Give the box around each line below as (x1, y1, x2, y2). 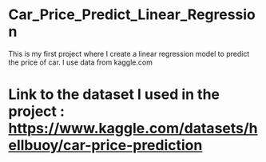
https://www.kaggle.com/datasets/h (8, 120, 258, 137)
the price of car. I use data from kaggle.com (8, 57, 153, 67)
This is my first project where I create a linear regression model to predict (8, 49, 250, 58)
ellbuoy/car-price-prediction (8, 136, 203, 155)
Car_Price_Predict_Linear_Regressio (8, 6, 256, 24)
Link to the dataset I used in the (8, 85, 220, 104)
